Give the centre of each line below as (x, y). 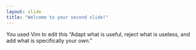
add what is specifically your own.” (49, 40)
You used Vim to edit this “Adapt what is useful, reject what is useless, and (98, 34)
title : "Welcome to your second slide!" (58, 17)
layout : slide (24, 12)
